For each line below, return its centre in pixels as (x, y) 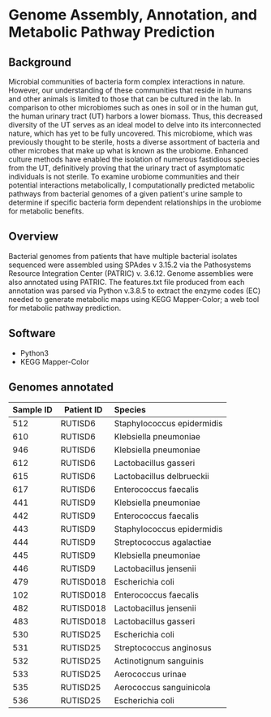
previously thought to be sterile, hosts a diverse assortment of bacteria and (134, 142)
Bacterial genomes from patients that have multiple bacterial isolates (123, 256)
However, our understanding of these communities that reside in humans (130, 90)
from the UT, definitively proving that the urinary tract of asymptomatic (127, 168)
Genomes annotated (61, 387)
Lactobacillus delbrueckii (161, 477)
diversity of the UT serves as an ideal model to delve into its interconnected (135, 125)
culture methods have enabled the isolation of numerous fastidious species (134, 159)
